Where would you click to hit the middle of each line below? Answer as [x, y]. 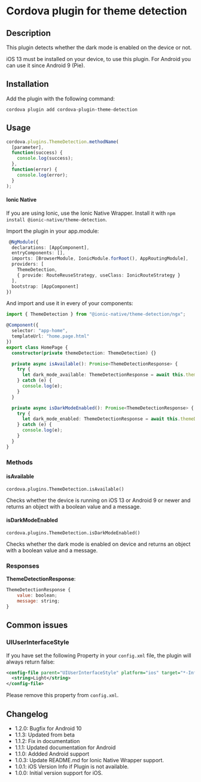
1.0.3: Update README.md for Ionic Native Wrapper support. [89, 760]
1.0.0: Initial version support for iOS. [59, 772]
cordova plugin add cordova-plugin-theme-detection [72, 109]
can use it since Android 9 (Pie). [46, 65]
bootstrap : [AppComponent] [45, 286]
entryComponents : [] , [39, 253]
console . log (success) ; [45, 159]
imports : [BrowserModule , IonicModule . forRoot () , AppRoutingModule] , [100, 258]
